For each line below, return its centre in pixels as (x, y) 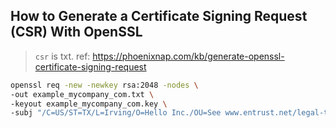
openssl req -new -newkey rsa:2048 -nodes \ (104, 85)
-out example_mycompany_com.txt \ (82, 94)
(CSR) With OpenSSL (76, 32)
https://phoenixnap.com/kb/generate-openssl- (188, 56)
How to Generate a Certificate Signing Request (159, 16)
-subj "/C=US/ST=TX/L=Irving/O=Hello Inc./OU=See (116, 113)
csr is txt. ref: (62, 56)
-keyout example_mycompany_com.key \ (89, 104)
